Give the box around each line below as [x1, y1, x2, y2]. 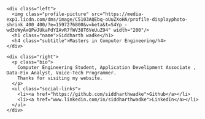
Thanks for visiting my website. [17, 75, 103, 81]
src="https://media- [91, 11, 144, 17]
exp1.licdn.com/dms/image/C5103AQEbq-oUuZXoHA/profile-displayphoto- [6, 16, 188, 23]
